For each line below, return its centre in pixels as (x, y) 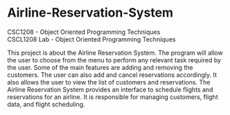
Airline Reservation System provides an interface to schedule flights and (110, 89)
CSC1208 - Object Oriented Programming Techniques (84, 32)
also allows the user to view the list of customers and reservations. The (109, 82)
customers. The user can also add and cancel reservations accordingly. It (112, 75)
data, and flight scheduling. (46, 104)
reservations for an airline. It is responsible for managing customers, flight (113, 97)
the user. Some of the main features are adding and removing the (100, 67)
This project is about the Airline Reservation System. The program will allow (115, 53)
